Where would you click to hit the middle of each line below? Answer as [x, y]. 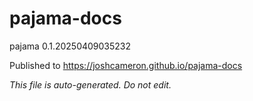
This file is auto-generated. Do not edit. [90, 84]
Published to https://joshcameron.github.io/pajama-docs [126, 65]
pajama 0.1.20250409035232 [70, 46]
